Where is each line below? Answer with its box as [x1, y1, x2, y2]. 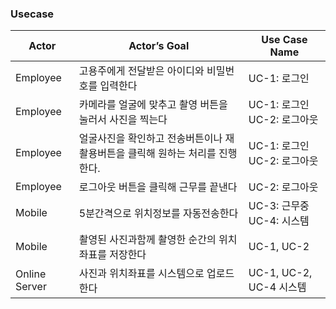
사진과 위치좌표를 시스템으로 [78, 267, 205, 281]
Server [15, 280, 47, 294]
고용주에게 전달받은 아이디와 [78, 64, 205, 78]
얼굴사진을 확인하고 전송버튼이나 [78, 132, 223, 146]
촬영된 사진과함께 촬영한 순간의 [78, 233, 217, 247]
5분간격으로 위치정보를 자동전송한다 [78, 207, 239, 221]
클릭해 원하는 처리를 [127, 147, 217, 161]
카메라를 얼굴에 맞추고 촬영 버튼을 [78, 98, 228, 112]
